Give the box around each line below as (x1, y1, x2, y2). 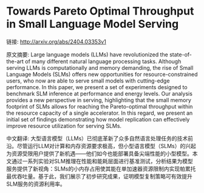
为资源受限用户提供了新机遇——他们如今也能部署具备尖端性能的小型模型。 (6, 150, 192, 157)
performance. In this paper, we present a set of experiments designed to (6, 83, 188, 90)
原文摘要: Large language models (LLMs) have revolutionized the (6, 50, 168, 58)
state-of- (169, 50, 192, 58)
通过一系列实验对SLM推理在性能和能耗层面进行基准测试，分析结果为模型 (11, 157, 193, 164)
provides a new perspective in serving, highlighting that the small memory (6, 96, 191, 104)
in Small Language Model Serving (6, 17, 179, 31)
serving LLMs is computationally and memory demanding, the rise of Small (6, 64, 194, 71)
